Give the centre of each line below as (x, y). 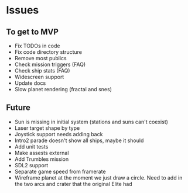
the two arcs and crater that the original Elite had (74, 184)
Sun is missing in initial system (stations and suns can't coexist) (91, 122)
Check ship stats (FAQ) (42, 70)
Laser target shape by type (47, 128)
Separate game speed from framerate (60, 171)
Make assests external (42, 153)
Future (18, 108)
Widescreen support (39, 77)
